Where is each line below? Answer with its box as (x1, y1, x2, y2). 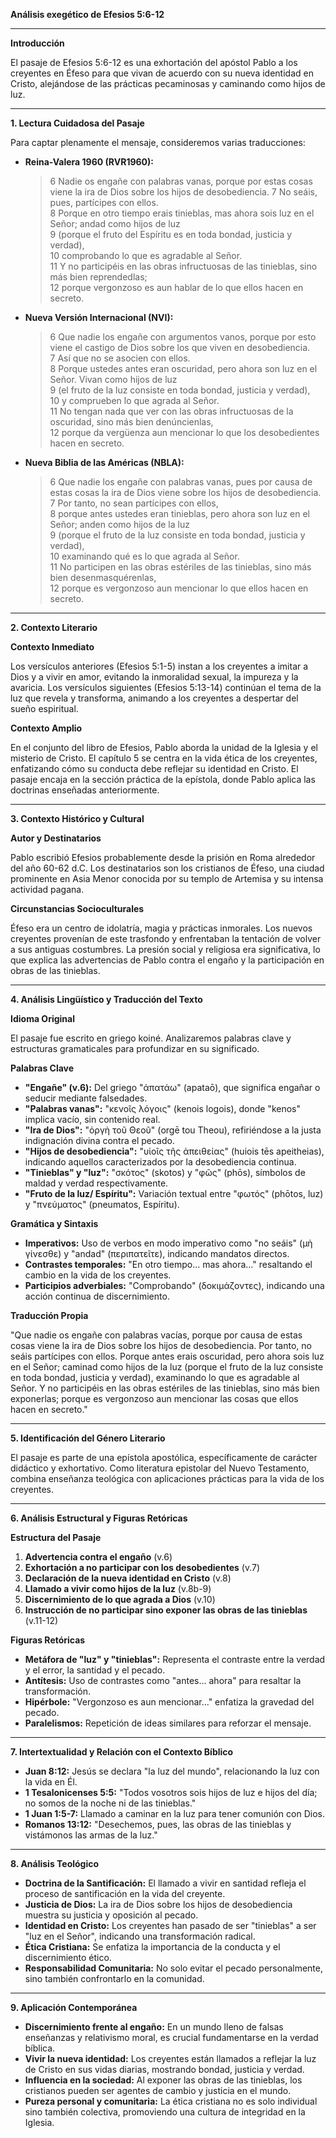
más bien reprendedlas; (49, 271, 148, 283)
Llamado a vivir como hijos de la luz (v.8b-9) (24, 1583, 212, 1594)
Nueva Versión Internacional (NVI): (24, 312, 174, 323)
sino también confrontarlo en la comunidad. (24, 1973, 205, 1984)
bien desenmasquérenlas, (49, 572, 157, 583)
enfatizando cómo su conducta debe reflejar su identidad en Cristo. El (10, 763, 299, 774)
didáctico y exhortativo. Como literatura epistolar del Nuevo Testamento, (10, 1462, 310, 1474)
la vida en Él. (24, 1776, 78, 1788)
